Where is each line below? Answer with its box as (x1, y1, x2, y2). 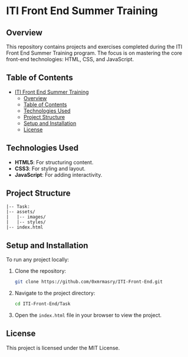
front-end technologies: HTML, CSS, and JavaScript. (6, 56, 134, 62)
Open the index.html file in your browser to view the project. (14, 312, 162, 319)
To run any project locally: (6, 256, 70, 263)
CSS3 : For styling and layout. (14, 165, 86, 172)
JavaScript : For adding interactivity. (14, 171, 103, 178)
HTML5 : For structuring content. (14, 158, 94, 166)
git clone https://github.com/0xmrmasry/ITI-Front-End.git (14, 279, 163, 285)
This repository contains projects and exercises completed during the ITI (6, 43, 183, 50)
